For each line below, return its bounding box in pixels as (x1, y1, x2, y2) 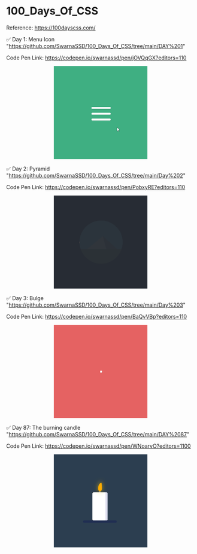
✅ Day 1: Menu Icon (6, 35, 55, 43)
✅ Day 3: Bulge (6, 295, 44, 302)
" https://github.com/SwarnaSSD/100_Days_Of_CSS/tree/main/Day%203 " (6, 301, 186, 309)
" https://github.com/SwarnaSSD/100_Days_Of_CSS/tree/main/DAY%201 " (6, 42, 186, 49)
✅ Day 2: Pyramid (6, 165, 50, 172)
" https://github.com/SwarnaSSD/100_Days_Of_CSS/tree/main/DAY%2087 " (6, 431, 190, 438)
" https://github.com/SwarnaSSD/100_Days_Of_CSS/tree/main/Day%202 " (6, 172, 186, 179)
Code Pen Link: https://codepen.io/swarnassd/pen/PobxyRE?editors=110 (6, 184, 186, 190)
